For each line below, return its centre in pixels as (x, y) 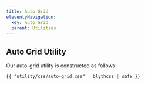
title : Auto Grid (27, 11)
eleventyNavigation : (31, 17)
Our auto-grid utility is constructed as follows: (62, 66)
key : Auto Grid (30, 22)
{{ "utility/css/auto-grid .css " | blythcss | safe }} (73, 77)
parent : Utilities (34, 28)
